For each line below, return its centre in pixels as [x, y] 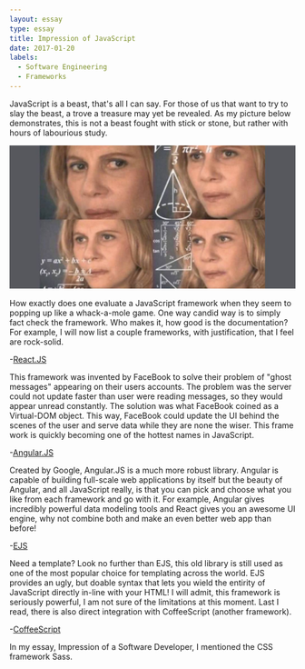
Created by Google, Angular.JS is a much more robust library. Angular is [144, 470]
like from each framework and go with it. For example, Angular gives [137, 499]
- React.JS [28, 359]
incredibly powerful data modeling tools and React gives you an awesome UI [152, 508]
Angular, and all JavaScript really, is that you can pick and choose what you [151, 489]
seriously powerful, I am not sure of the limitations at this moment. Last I [144, 602]
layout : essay [36, 19]
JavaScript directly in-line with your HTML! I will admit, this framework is [145, 592]
